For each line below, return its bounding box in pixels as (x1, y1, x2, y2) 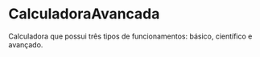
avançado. (8, 39, 43, 49)
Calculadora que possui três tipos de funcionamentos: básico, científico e (8, 31, 253, 41)
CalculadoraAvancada (8, 5, 160, 23)
